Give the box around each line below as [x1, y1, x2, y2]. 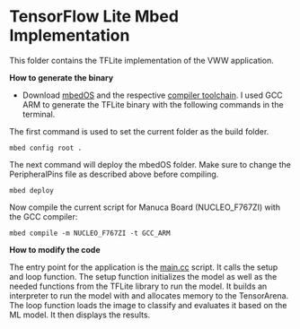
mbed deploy [9, 186, 54, 195]
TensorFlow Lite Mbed [9, 6, 180, 27]
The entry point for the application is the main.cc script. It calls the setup [9, 262, 278, 273]
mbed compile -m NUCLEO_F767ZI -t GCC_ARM [9, 229, 171, 238]
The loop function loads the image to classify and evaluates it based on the [9, 299, 287, 310]
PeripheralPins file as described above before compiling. [9, 169, 219, 179]
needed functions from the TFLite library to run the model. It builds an [9, 281, 268, 291]
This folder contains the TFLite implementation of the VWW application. [9, 55, 274, 65]
